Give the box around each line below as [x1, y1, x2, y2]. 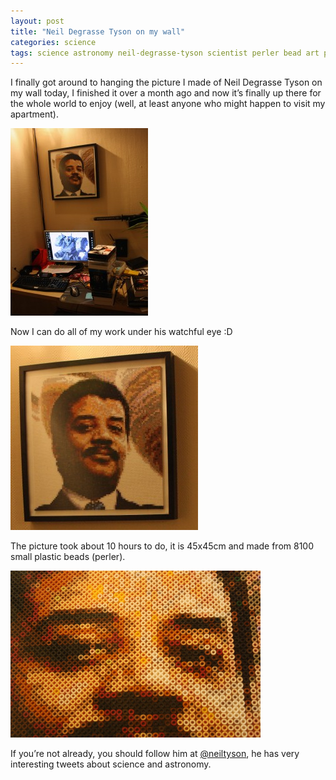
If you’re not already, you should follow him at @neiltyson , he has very [10, 748, 300, 760]
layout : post [10, 16, 65, 26]
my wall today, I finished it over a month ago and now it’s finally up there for [10, 87, 322, 99]
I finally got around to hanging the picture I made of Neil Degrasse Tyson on [10, 76, 323, 89]
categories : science [10, 37, 97, 47]
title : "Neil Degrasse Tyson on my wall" [10, 26, 186, 37]
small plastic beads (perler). [10, 551, 126, 563]
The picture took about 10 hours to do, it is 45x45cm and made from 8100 [10, 540, 315, 552]
